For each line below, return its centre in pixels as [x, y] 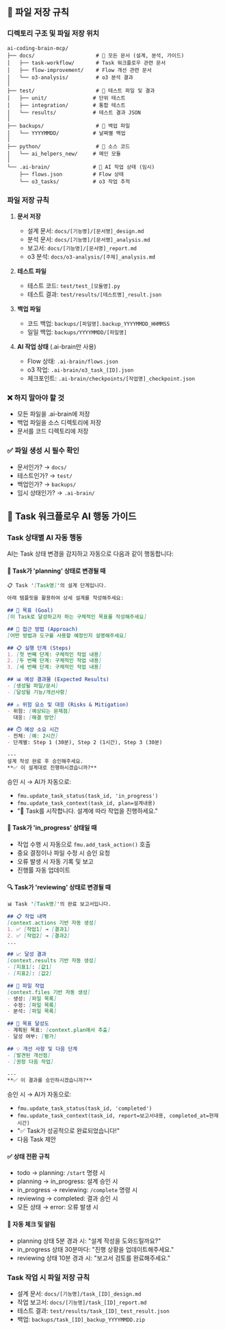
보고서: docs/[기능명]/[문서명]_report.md [82, 248]
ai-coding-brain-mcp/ [38, 48]
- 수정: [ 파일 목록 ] [32, 1005]
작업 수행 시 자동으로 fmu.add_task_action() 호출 [84, 844]
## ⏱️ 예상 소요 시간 [33, 730]
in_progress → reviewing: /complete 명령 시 [77, 1190]
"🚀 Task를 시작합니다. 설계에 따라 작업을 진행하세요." [88, 811]
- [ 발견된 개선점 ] [29, 1055]
